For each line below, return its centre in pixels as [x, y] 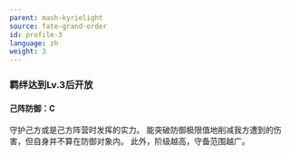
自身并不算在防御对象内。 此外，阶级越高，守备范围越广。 [141, 141]
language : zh [34, 43]
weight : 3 [28, 52]
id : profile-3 [36, 34]
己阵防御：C [33, 108]
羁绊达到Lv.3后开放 [51, 85]
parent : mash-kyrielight [56, 18]
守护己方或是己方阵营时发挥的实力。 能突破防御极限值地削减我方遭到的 [141, 130]
